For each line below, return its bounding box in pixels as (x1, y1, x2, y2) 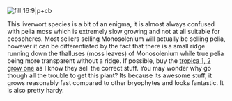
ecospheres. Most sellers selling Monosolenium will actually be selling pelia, (7, 35, 226, 43)
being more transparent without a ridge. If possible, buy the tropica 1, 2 (7, 57, 211, 65)
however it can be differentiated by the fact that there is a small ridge (7, 42, 206, 50)
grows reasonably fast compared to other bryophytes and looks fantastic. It (7, 79, 224, 86)
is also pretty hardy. (7, 86, 64, 94)
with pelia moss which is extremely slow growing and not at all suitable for (7, 28, 221, 35)
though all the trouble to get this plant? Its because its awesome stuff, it (7, 71, 212, 80)
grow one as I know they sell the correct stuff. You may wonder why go (7, 64, 211, 72)
